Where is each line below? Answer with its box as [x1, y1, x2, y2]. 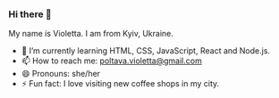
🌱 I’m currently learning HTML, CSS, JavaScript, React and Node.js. [21, 45, 270, 56]
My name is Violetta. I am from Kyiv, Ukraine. [8, 29, 173, 39]
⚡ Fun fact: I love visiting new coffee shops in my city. [21, 78, 220, 89]
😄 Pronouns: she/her [21, 69, 100, 79]
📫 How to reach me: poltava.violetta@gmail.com [21, 55, 202, 66]
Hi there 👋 [8, 8, 53, 20]
